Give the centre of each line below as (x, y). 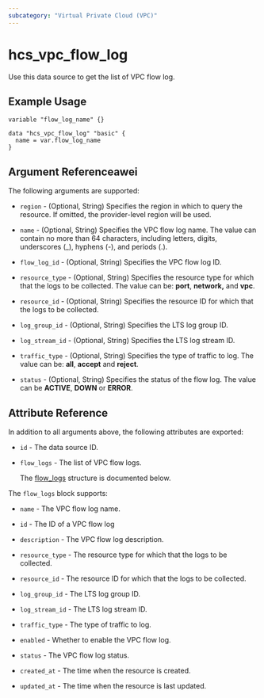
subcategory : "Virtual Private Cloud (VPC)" (83, 15)
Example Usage (48, 101)
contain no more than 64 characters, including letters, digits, (119, 238)
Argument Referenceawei (73, 172)
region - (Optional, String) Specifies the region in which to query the (131, 206)
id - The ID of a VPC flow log (67, 524)
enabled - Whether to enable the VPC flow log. (96, 640)
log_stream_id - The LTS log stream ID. (84, 609)
